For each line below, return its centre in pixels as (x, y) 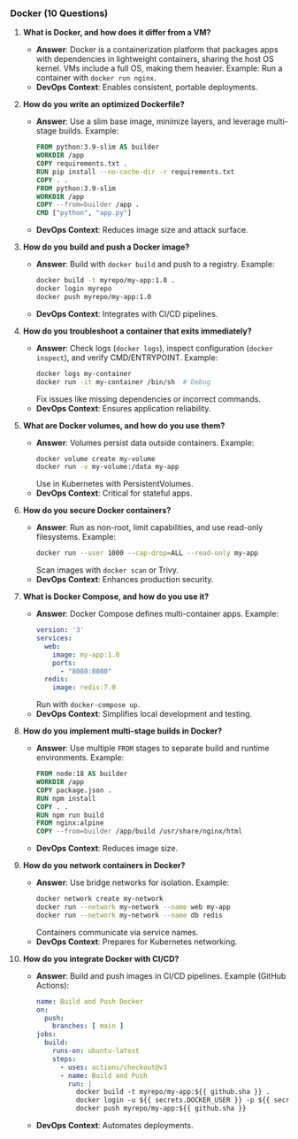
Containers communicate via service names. (117, 932)
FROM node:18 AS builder (82, 774)
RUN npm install (66, 798)
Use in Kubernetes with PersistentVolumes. (115, 484)
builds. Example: (89, 131)
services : (54, 639)
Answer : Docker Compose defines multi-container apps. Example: (157, 614)
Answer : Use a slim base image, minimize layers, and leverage (150, 121)
